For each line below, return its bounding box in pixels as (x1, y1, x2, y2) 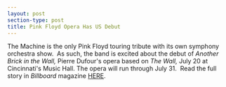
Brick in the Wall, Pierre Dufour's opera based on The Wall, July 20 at (7, 57, 208, 65)
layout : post (7, 10, 46, 17)
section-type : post (7, 17, 65, 24)
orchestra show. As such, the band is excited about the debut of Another (7, 49, 219, 58)
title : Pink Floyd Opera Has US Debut (7, 23, 121, 30)
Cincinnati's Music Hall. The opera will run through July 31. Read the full (7, 64, 217, 73)
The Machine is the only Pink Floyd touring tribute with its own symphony (7, 42, 220, 51)
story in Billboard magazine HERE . (7, 72, 106, 80)
